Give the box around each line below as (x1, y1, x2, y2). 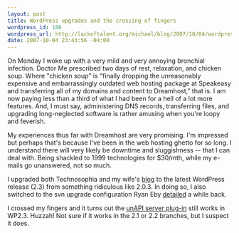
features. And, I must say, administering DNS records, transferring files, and (7, 102, 230, 110)
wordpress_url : (7, 30, 53, 38)
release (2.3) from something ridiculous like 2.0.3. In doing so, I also (7, 182, 206, 191)
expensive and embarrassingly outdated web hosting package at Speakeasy (7, 79, 231, 88)
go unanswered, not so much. (24, 161, 112, 170)
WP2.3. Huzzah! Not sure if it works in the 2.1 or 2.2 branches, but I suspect (7, 212, 229, 220)
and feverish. (7, 117, 46, 125)
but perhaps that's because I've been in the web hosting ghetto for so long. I (7, 138, 232, 147)
